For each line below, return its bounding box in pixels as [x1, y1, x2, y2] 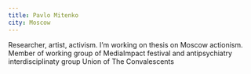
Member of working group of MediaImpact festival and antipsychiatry [8, 48, 233, 58]
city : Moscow [8, 19, 51, 26]
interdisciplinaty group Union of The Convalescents [8, 56, 175, 66]
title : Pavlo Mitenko [8, 11, 79, 19]
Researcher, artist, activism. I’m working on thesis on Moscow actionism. [8, 40, 243, 49]
